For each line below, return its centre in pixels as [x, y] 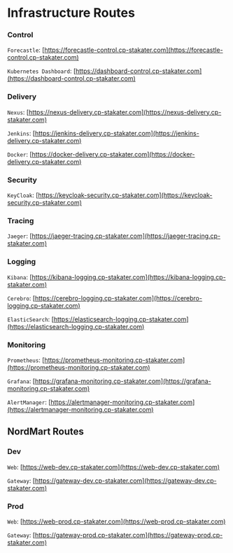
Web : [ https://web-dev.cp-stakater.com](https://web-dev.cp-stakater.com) [114, 467]
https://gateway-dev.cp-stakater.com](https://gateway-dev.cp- [126, 480]
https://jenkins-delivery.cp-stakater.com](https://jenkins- [117, 133]
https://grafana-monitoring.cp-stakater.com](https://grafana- [123, 381]
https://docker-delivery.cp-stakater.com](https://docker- [113, 154]
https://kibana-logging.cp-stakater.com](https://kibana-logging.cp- [129, 277]
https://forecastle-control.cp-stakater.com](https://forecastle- [134, 50]
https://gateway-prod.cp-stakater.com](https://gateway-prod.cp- [129, 535]
